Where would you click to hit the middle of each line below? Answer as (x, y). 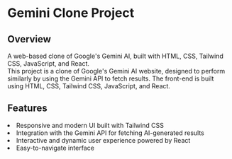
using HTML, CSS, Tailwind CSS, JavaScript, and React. (89, 86)
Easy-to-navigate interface (55, 148)
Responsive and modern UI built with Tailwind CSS (90, 125)
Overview (29, 39)
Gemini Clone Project (71, 13)
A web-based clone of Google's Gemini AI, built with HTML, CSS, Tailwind (115, 56)
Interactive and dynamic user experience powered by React (104, 140)
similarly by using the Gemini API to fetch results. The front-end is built (111, 78)
